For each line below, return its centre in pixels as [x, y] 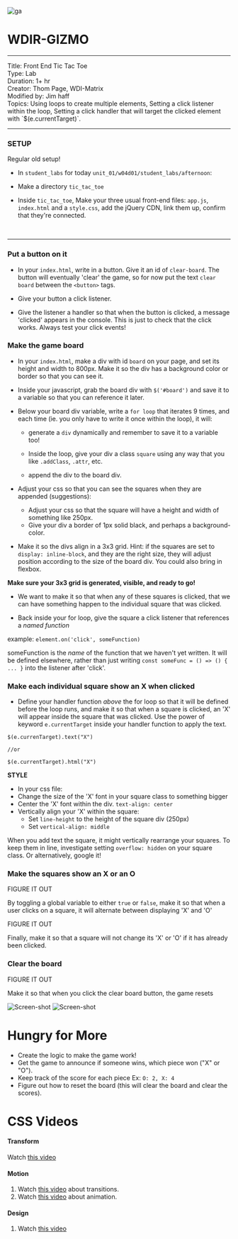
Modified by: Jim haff [38, 96]
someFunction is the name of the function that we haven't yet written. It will [118, 652]
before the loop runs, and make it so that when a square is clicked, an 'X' [124, 709]
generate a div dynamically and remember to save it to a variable [123, 432]
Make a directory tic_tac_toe [61, 187]
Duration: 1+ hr [29, 81]
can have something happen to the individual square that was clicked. [119, 604]
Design [18, 1213]
